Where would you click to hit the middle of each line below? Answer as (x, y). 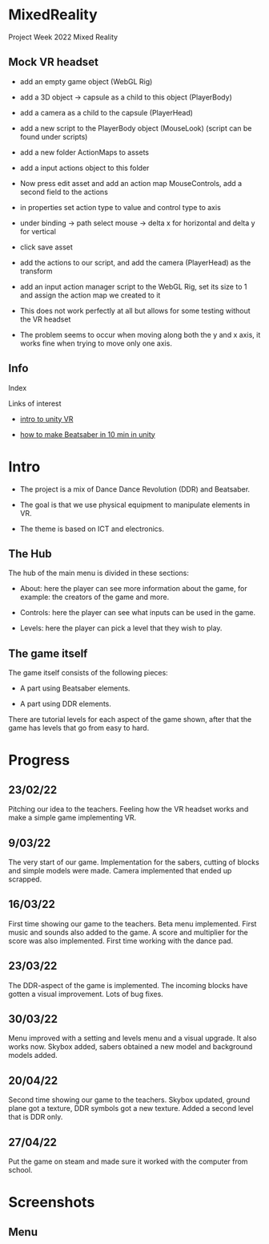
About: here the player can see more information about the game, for (133, 589)
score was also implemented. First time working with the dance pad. (121, 941)
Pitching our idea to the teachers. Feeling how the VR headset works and (128, 809)
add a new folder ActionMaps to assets (84, 152)
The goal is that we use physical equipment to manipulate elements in (135, 504)
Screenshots (52, 1203)
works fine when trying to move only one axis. (96, 343)
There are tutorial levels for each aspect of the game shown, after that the (130, 719)
